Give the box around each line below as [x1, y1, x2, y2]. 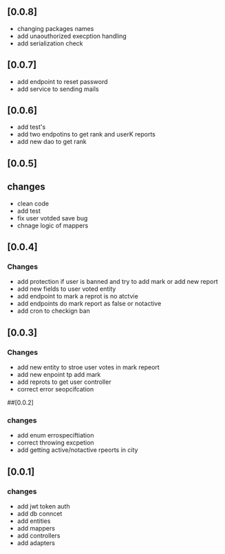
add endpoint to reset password [17, 77, 108, 85]
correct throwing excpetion [17, 438, 94, 447]
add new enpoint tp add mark [17, 371, 101, 379]
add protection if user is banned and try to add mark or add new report [17, 278, 218, 286]
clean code [17, 199, 50, 207]
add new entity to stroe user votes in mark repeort [17, 363, 160, 371]
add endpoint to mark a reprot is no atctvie [17, 292, 139, 300]
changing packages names [17, 24, 94, 32]
